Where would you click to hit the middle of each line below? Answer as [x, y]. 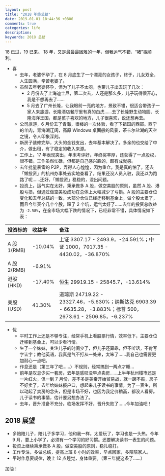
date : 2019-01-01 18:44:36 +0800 [39, 19]
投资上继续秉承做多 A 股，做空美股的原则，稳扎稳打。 [67, 446]
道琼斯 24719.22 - [82, 294]
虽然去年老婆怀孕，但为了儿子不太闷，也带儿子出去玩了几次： [82, 87]
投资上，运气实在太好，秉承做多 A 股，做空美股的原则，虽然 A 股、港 [89, 185]
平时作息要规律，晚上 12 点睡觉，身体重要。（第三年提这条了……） [79, 458]
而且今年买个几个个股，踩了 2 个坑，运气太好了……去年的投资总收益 [88, 204]
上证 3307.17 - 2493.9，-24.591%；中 [107, 239]
